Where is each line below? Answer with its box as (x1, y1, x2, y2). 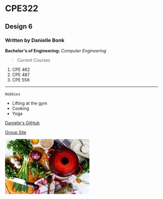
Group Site (5, 129, 27, 135)
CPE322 (5, 3, 39, 14)
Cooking (12, 105, 29, 111)
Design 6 (5, 22, 33, 31)
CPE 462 (12, 66, 30, 72)
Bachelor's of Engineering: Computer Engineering (5, 48, 107, 53)
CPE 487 (12, 71, 30, 78)
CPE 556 (12, 77, 30, 83)
